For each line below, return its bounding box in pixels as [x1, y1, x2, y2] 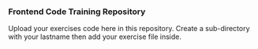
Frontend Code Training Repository [8, 6, 146, 17]
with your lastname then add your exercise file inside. [8, 32, 182, 41]
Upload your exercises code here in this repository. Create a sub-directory [8, 24, 250, 33]
